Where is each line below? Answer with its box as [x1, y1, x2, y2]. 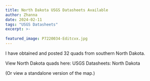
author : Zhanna [5, 12, 38, 17]
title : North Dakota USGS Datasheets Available [5, 7, 109, 13]
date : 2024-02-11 [5, 17, 42, 22]
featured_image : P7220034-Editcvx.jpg [5, 36, 88, 42]
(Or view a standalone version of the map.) [5, 70, 95, 76]
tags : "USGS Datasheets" [5, 22, 58, 27]
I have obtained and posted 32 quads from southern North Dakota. [5, 50, 145, 56]
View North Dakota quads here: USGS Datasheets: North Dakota [5, 60, 140, 66]
